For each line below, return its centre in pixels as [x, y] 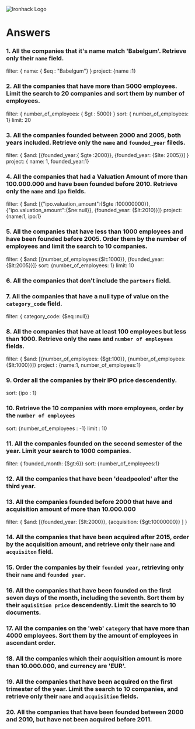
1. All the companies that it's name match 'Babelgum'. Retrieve [96, 51]
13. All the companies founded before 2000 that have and [89, 502]
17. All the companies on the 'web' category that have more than [98, 628]
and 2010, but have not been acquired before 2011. [79, 719]
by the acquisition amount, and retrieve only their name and [90, 544]
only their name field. [35, 59]
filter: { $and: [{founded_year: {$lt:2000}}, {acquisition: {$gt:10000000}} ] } [97, 522]
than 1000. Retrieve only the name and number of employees [90, 339]
